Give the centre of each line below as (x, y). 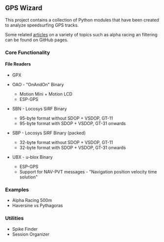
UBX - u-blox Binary (32, 157)
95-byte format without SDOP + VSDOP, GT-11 (66, 118)
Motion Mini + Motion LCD (46, 94)
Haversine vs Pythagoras (37, 206)
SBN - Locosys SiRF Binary (39, 109)
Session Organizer (31, 234)
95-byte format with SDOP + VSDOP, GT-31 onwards (73, 123)
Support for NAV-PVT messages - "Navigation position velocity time (88, 171)
